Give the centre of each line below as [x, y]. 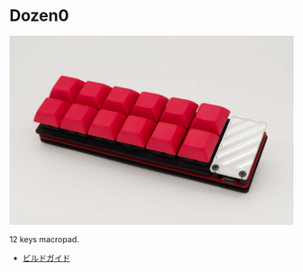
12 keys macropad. [44, 239]
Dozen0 [39, 16]
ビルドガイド [46, 258]
